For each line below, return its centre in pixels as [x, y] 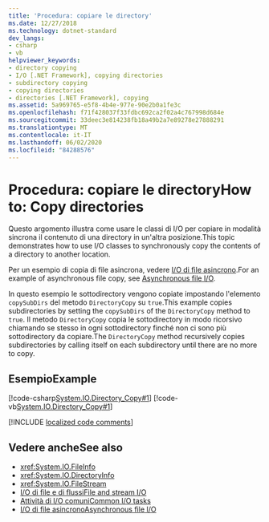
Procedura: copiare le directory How [130, 190]
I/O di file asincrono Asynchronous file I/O [88, 509]
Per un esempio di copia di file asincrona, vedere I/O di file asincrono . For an [134, 270]
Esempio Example [53, 379]
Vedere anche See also [65, 447]
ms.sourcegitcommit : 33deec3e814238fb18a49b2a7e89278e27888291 [116, 120]
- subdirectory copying [48, 83]
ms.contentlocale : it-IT [50, 135]
